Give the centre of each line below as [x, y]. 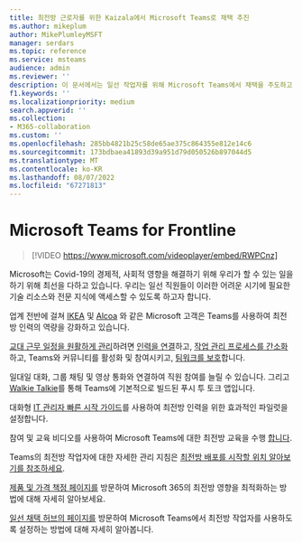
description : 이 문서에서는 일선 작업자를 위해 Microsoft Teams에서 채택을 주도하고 [151, 85]
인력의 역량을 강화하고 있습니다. [74, 327]
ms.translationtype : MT [54, 160]
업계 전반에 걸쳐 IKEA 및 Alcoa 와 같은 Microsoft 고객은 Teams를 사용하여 [140, 316]
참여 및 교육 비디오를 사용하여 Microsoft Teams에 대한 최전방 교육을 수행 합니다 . [151, 438]
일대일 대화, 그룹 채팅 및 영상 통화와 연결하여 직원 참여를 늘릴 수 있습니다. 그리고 [150, 377]
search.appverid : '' [48, 110]
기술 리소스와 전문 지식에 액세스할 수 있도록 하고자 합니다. [110, 297]
